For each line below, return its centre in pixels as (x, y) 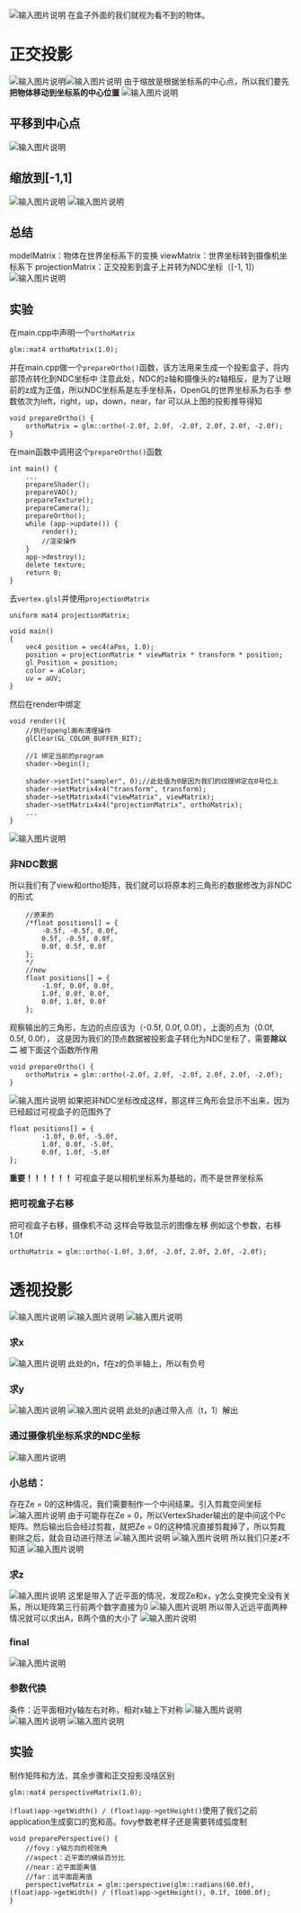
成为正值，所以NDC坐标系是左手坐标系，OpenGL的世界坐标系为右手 (155, 390)
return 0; (44, 573)
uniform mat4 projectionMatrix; (70, 616)
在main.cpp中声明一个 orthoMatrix (72, 333)
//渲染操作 (59, 541)
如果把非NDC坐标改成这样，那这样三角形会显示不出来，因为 (178, 1101)
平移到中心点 (45, 124)
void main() (31, 631)
